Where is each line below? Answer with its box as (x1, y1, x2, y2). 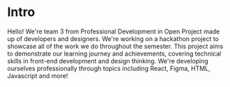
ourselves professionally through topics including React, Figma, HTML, (7, 64, 210, 72)
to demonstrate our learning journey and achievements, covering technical (7, 49, 222, 58)
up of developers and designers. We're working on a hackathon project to (7, 34, 220, 42)
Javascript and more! (7, 71, 68, 80)
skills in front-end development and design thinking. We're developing (7, 56, 209, 65)
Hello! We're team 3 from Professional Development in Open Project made (7, 27, 220, 35)
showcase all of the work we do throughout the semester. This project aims (7, 42, 224, 50)
